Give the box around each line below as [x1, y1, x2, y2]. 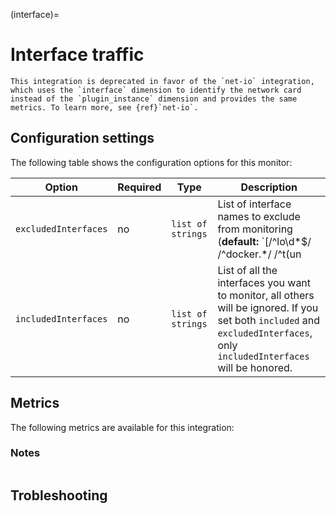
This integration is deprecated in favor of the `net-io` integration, [10, 76, 315, 86]
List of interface [217, 197, 292, 211]
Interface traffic [10, 44, 145, 66]
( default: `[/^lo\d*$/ [217, 234, 312, 248]
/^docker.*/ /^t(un [217, 247, 302, 261]
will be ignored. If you [217, 300, 319, 314]
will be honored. [217, 360, 293, 374]
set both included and [217, 313, 321, 327]
